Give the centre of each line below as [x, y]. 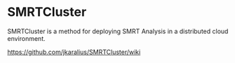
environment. [26, 38]
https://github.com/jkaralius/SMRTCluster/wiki [74, 52]
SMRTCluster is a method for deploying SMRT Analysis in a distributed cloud [118, 31]
